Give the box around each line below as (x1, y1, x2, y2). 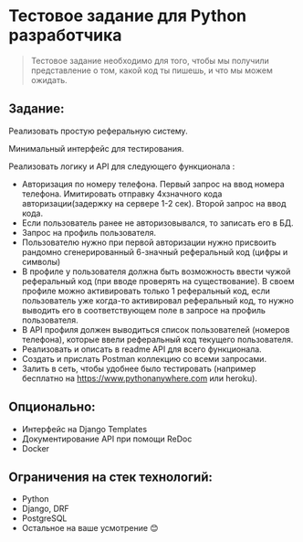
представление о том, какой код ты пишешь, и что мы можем (30, 65, 273, 76)
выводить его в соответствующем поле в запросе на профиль (21, 304, 266, 315)
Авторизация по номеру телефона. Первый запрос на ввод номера (21, 178, 285, 189)
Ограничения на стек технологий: (8, 469, 214, 484)
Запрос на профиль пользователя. (21, 227, 157, 238)
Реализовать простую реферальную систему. (8, 125, 188, 136)
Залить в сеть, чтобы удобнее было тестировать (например (21, 363, 256, 374)
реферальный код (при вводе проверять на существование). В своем (21, 275, 295, 286)
